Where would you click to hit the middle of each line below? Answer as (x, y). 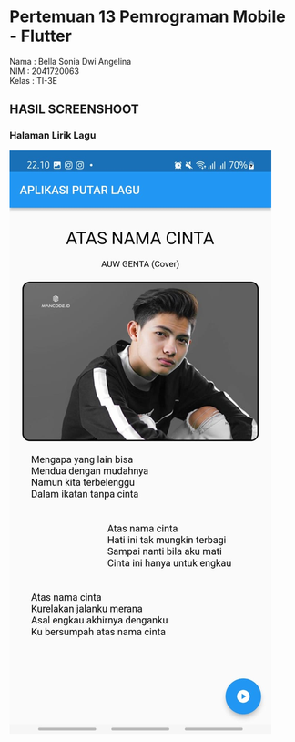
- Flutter (41, 36)
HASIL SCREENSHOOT (74, 110)
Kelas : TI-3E (33, 80)
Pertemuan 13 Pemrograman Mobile (147, 17)
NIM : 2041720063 (45, 71)
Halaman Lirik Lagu (53, 136)
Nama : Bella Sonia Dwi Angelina (71, 61)
